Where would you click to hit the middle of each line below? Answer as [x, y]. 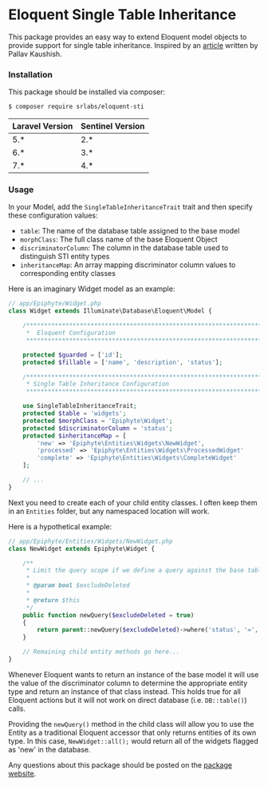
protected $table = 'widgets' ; [75, 413]
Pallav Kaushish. [35, 54]
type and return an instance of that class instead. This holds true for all [124, 691]
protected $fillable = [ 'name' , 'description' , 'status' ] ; [123, 362]
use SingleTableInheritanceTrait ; [80, 406]
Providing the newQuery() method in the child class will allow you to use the [131, 724]
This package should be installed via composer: [87, 92]
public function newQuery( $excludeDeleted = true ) [108, 615]
